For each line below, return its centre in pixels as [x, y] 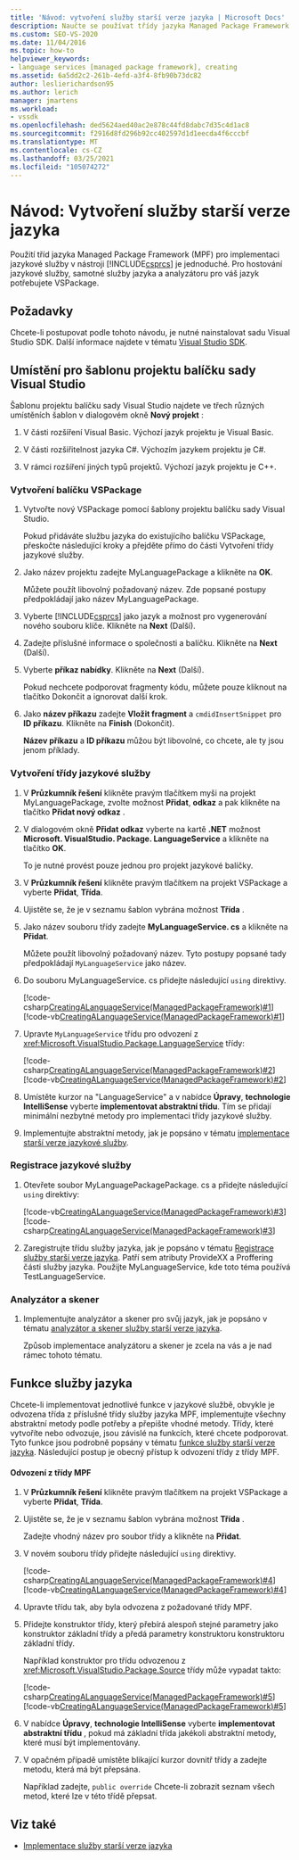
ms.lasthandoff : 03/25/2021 [62, 158]
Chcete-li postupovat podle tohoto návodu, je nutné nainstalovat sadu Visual [150, 333]
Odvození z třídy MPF [51, 1472]
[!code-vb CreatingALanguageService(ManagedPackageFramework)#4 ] [155, 1590]
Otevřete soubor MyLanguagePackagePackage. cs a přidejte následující [155, 1185]
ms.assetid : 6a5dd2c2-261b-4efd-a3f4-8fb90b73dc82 [106, 76]
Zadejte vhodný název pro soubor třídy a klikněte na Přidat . [132, 1536]
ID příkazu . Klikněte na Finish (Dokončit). [99, 723]
